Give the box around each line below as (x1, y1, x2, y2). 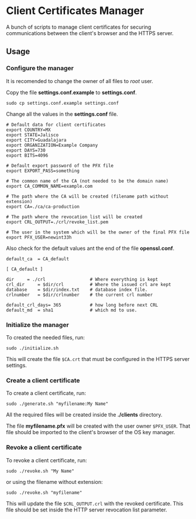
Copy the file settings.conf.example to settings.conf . (6, 89, 137, 96)
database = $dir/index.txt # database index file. (6, 287, 148, 293)
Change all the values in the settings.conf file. (6, 110, 118, 118)
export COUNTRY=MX (6, 127, 51, 133)
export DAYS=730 (6, 147, 46, 153)
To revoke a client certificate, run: (6, 456, 87, 463)
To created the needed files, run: (6, 334, 85, 341)
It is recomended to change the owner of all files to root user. (6, 77, 153, 84)
